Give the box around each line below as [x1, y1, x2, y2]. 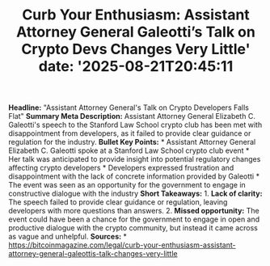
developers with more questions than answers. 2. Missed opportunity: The [8, 206, 260, 216]
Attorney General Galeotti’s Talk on [15, 23, 256, 41]
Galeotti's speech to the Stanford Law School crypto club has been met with [8, 120, 263, 130]
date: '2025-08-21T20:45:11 [38, 57, 234, 76]
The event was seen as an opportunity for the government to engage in [8, 180, 247, 190]
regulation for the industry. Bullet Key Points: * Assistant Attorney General [8, 137, 256, 147]
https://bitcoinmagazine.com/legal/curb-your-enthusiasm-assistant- [8, 240, 236, 250]
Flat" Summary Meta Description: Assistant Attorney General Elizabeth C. [8, 112, 256, 121]
